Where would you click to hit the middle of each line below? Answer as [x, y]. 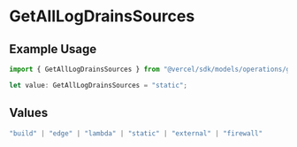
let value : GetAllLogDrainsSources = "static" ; [99, 85]
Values [29, 113]
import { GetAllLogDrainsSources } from [85, 69]
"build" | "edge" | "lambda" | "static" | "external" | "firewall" [136, 133]
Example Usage [53, 49]
